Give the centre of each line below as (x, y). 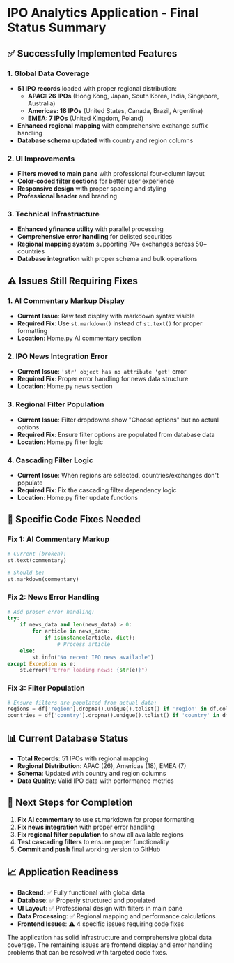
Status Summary (57, 28)
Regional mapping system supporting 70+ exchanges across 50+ (112, 244)
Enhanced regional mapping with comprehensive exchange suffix (112, 125)
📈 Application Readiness (63, 872)
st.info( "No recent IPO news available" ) (93, 657)
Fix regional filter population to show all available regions (100, 834)
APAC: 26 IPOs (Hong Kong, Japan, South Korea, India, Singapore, (123, 96)
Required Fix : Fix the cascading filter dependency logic (97, 490)
